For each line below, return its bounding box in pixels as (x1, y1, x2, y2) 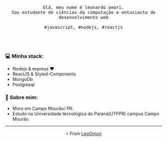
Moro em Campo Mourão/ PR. (12, 105, 74, 111)
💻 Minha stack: (5, 53, 44, 60)
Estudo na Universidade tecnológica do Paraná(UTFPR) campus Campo (12, 111, 160, 117)
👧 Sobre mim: (5, 94, 38, 101)
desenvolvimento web (58, 14, 109, 20)
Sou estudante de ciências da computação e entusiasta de (11, 9, 156, 15)
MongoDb (12, 76, 33, 82)
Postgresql (12, 81, 35, 88)
